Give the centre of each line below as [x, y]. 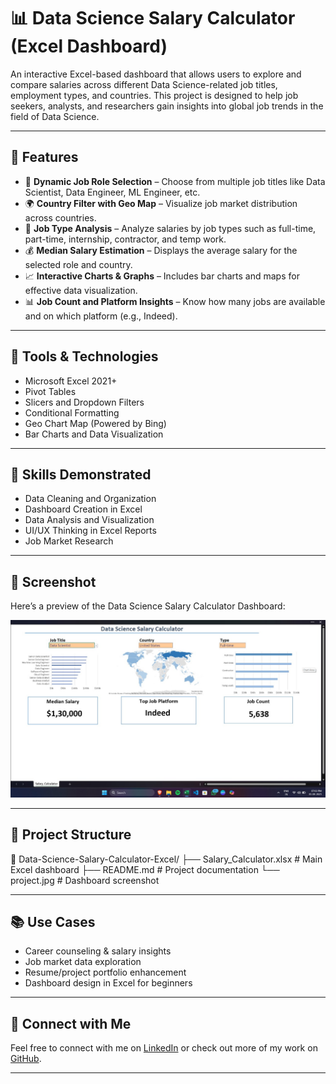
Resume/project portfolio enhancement [105, 972]
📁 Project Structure [71, 835]
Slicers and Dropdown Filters [84, 402]
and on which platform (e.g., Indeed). [101, 316]
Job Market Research [69, 541]
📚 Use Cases [53, 921]
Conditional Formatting [72, 412]
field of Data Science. [55, 116]
